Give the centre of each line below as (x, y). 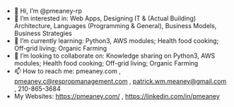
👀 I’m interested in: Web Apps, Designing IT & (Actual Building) (105, 18)
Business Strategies (43, 33)
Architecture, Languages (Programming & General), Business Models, (115, 26)
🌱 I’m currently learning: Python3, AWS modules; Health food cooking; (116, 41)
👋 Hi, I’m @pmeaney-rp (48, 11)
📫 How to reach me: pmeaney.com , (68, 71)
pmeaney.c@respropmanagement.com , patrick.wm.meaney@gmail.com (120, 81)
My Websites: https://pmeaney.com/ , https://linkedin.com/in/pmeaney (117, 96)
